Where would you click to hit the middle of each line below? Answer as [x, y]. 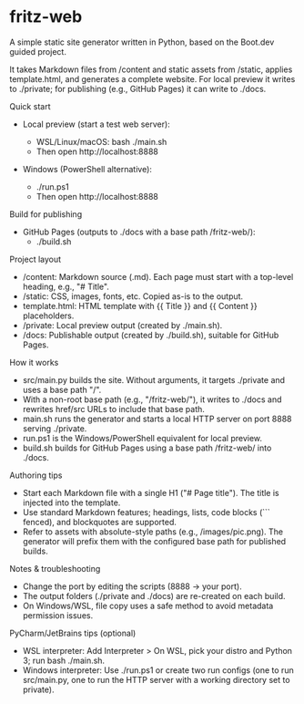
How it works [34, 362]
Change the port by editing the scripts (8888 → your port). [132, 586]
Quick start [30, 106]
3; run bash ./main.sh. [64, 660]
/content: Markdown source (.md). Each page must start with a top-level [158, 276]
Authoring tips [36, 475]
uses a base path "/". [62, 389]
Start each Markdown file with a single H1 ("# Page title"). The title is [151, 492]
